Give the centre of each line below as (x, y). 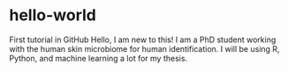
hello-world (53, 15)
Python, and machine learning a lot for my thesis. (99, 58)
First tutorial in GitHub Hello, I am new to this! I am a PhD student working (143, 40)
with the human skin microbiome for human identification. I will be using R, (144, 48)
